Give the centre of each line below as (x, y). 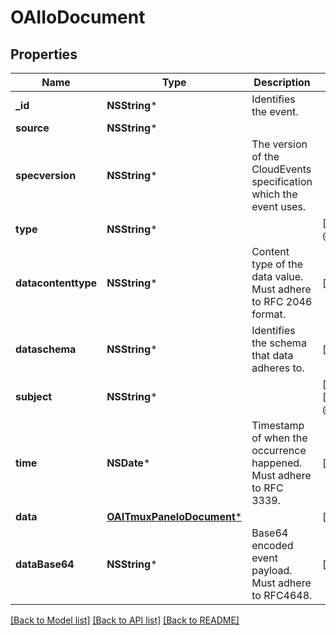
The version (279, 144)
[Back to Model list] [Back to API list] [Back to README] (125, 620)
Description (282, 82)
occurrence (279, 450)
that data (272, 355)
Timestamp (278, 425)
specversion (46, 175)
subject (34, 396)
